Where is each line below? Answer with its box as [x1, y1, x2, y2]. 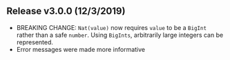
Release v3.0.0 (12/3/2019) [6, 5, 126, 17]
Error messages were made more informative [16, 45, 146, 53]
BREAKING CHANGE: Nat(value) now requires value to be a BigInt [16, 23, 207, 31]
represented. [16, 37, 53, 46]
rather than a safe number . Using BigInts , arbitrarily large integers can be [16, 31, 224, 39]
